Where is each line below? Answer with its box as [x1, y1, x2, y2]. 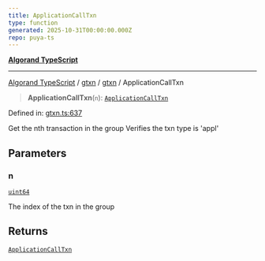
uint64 [8, 188, 30, 196]
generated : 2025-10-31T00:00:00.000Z [8, 26, 132, 34]
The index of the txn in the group [8, 202, 115, 211]
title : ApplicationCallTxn [8, 11, 97, 20]
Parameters [8, 147, 67, 160]
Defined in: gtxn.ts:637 [8, 108, 83, 118]
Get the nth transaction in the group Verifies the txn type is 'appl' [8, 124, 219, 133]
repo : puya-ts [8, 33, 55, 42]
